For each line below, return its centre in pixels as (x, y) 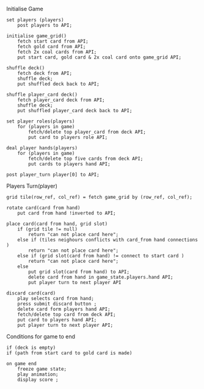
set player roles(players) (41, 121)
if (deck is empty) (31, 348)
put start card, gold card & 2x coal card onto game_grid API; (100, 57)
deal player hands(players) (42, 148)
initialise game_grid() (37, 36)
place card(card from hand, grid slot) (57, 224)
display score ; (38, 380)
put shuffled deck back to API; (58, 84)
